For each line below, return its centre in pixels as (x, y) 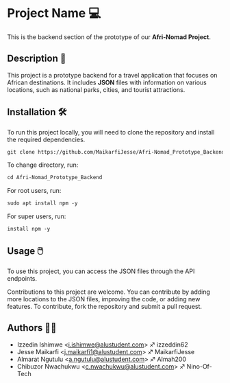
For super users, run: (37, 216)
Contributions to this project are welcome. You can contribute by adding (109, 292)
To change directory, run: (43, 165)
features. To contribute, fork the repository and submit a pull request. (105, 306)
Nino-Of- (199, 366)
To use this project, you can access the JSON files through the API (101, 271)
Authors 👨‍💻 (32, 328)
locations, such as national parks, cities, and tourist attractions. (96, 89)
